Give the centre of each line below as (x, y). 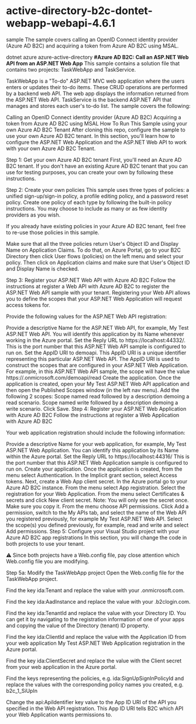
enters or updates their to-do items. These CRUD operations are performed (97, 87)
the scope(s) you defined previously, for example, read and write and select (97, 525)
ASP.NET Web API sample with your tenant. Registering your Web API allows (98, 292)
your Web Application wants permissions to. (59, 715)
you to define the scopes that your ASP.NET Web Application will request (94, 299)
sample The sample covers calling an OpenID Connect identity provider (92, 39)
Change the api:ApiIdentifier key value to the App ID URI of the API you (91, 702)
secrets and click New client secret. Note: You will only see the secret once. (97, 500)
